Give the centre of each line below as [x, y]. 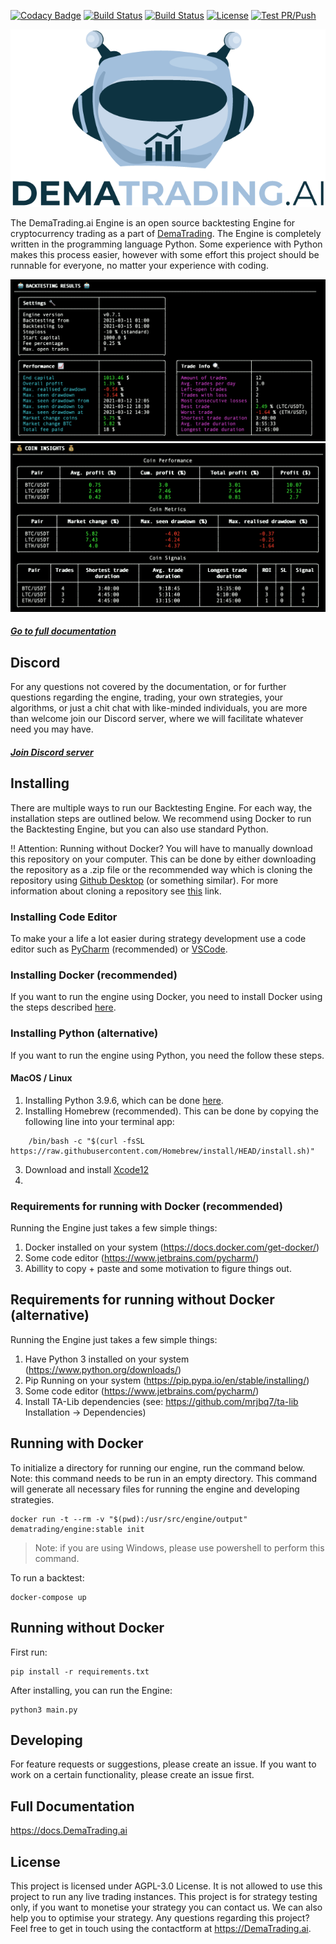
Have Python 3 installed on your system [107, 1359]
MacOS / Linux [41, 1078]
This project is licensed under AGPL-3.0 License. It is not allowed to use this [166, 1886]
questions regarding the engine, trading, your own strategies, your [147, 697]
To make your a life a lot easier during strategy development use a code [158, 938]
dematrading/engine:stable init [77, 1529]
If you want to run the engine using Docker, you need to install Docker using [166, 997]
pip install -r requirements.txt [80, 1671]
